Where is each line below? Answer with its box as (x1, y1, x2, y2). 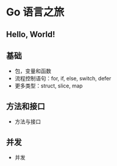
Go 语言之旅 (6, 5, 64, 19)
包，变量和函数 (14, 67, 51, 74)
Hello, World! (6, 29, 56, 39)
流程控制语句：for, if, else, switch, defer (14, 75, 112, 82)
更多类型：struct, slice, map (14, 82, 83, 89)
